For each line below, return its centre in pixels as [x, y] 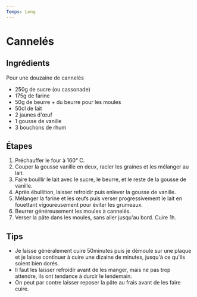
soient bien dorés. [37, 264]
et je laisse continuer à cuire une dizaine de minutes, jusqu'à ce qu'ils [100, 257]
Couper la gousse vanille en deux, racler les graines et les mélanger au [102, 167]
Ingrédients [28, 63]
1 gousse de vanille [38, 121]
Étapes [19, 146]
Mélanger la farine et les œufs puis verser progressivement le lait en [98, 198]
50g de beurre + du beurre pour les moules [68, 102]
